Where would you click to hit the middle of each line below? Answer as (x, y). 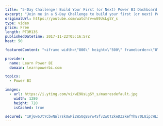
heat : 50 (14, 41)
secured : (14, 116)
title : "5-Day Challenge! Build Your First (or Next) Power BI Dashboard (81, 9)
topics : (13, 76)
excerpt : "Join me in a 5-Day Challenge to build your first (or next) (79, 14)
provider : (15, 59)
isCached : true (29, 108)
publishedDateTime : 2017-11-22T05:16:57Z (48, 37)
